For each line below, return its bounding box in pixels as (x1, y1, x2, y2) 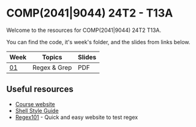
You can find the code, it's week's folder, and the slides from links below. (6, 38, 190, 45)
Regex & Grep (32, 63, 72, 72)
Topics (42, 53, 62, 61)
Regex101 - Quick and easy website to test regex (15, 114, 138, 121)
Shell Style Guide (15, 107, 59, 114)
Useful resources (6, 84, 73, 94)
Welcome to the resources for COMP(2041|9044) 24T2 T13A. (6, 26, 161, 34)
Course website (15, 100, 55, 107)
